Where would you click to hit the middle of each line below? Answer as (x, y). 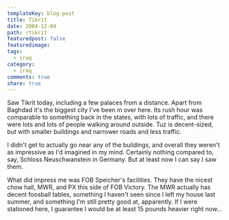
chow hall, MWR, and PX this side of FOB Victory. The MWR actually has (109, 187)
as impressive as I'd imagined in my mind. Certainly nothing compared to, (110, 152)
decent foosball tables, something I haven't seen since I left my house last (111, 195)
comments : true (29, 77)
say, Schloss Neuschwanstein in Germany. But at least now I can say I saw (112, 160)
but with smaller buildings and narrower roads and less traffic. (94, 132)
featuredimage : (29, 45)
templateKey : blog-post (41, 13)
